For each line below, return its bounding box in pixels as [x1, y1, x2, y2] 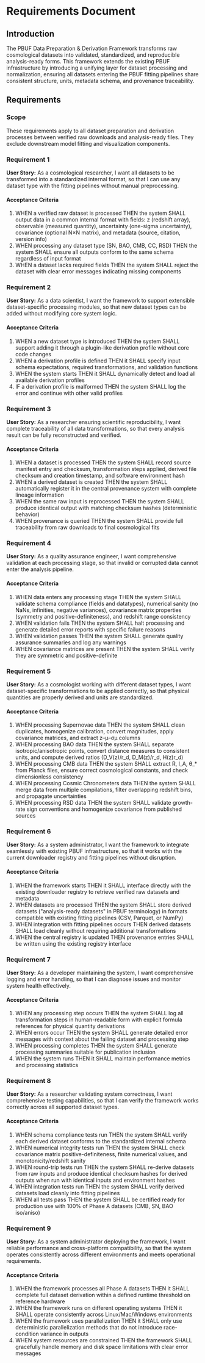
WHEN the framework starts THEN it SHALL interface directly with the [15, 882, 191, 889]
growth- [172, 799, 193, 807]
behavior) [15, 511, 40, 518]
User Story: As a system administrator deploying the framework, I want [6, 1237, 186, 1245]
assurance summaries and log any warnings [15, 639, 126, 646]
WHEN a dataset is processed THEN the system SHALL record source [15, 459, 192, 466]
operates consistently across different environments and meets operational [6, 1251, 195, 1258]
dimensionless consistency [15, 773, 84, 780]
